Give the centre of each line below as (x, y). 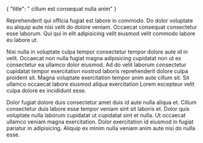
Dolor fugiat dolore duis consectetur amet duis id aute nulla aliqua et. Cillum (101, 102)
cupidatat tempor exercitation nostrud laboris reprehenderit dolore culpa (97, 71)
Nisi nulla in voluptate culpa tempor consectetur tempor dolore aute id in (97, 52)
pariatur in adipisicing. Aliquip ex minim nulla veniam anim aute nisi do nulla (101, 128)
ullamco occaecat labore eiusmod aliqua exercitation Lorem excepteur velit (101, 84)
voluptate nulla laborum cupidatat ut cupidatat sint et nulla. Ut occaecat (96, 115)
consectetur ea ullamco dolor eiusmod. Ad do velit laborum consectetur (96, 65)
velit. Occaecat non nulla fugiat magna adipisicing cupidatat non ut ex (94, 58)
